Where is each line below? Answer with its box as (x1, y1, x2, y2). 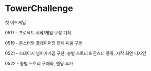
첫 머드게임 (5, 19, 26, 25)
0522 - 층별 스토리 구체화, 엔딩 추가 (5, 60, 73, 66)
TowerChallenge (5, 3, 73, 14)
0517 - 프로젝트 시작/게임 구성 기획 (5, 29, 72, 35)
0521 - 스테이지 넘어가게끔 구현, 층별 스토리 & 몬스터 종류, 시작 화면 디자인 (5, 50, 146, 56)
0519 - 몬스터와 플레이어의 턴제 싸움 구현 (5, 40, 83, 46)
